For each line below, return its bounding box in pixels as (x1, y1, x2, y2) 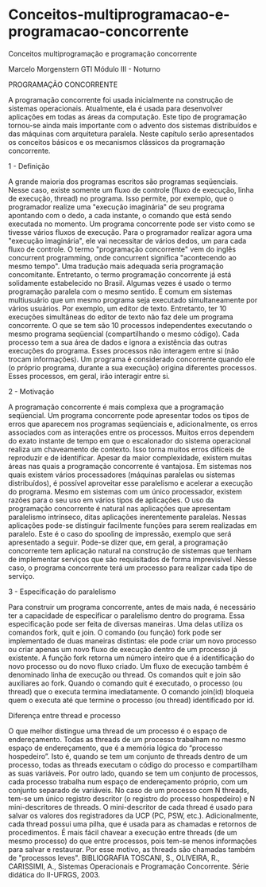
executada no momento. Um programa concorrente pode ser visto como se (8, 219, 256, 229)
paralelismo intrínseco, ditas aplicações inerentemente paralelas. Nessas (8, 512, 247, 522)
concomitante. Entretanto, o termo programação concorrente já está (8, 269, 232, 279)
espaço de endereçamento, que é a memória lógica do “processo (8, 743, 223, 752)
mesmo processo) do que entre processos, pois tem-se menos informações (8, 836, 257, 846)
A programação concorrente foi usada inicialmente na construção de (8, 95, 233, 104)
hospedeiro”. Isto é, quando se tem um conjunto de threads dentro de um (8, 751, 248, 761)
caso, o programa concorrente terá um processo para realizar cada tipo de (8, 563, 253, 572)
